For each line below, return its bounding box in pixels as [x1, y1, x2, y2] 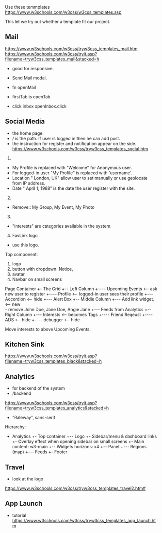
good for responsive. [12, 65, 54, 71]
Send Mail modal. [12, 75, 47, 81]
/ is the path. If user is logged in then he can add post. [12, 135, 120, 141]
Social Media [5, 117, 45, 126]
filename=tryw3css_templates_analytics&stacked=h [5, 405, 109, 411]
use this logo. [12, 242, 39, 248]
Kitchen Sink [5, 340, 45, 349]
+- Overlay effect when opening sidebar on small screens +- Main [12, 439, 145, 444]
